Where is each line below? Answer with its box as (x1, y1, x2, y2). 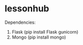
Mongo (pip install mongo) (11, 34, 66, 40)
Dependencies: (4, 19, 36, 25)
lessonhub (4, 3, 49, 14)
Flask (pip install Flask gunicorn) (11, 29, 79, 35)
